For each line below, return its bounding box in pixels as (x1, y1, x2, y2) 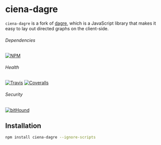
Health (5, 64, 19, 70)
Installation (5, 121, 41, 130)
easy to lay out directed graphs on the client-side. (5, 25, 109, 31)
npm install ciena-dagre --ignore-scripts (5, 135, 96, 140)
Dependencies (5, 37, 35, 43)
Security (5, 91, 23, 97)
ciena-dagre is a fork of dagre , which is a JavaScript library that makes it (5, 20, 156, 26)
